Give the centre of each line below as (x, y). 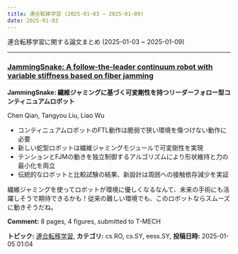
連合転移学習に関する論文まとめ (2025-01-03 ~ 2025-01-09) (96, 42)
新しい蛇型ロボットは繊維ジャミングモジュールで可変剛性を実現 (110, 148)
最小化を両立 (36, 165)
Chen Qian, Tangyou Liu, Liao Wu (56, 115)
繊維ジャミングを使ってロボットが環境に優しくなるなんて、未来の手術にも (115, 189)
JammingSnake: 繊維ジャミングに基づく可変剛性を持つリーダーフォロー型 (116, 92)
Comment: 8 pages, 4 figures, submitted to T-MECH (84, 221)
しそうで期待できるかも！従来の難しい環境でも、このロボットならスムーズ (121, 198)
